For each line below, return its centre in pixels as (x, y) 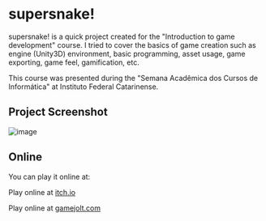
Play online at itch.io (42, 192)
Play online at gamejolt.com (55, 208)
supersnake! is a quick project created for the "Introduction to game (122, 36)
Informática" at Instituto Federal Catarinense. (84, 87)
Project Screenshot (58, 112)
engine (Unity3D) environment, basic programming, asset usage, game (127, 53)
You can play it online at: (49, 176)
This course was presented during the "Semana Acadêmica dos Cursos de (133, 78)
